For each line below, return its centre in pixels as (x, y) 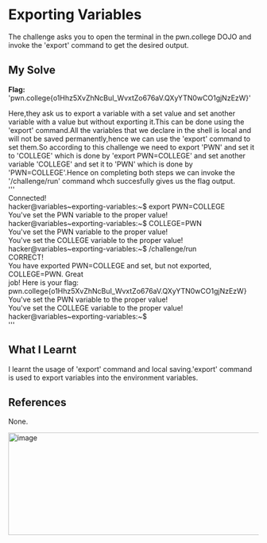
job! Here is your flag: (44, 282)
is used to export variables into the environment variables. (103, 377)
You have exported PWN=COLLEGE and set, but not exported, (110, 265)
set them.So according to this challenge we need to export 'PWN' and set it (132, 147)
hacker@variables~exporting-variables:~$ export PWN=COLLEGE (116, 206)
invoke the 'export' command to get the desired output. (99, 45)
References (37, 402)
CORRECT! (26, 257)
